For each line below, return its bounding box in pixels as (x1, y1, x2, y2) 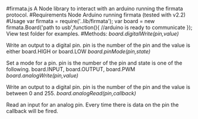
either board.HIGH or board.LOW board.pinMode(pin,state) (6, 48, 150, 55)
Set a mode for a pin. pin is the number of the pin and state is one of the (6, 59, 183, 66)
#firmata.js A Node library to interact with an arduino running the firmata (6, 5, 183, 12)
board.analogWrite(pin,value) (6, 72, 78, 79)
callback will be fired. (6, 108, 58, 114)
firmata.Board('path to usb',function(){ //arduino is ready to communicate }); (6, 24, 193, 31)
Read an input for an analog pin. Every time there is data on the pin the (6, 101, 179, 108)
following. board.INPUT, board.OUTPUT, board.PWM (6, 66, 136, 73)
